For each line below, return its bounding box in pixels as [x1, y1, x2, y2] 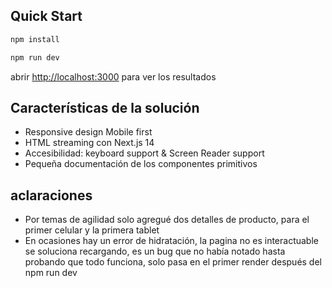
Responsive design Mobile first [24, 126, 153, 138]
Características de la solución [10, 99, 200, 116]
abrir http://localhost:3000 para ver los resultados [10, 70, 217, 83]
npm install [10, 34, 60, 44]
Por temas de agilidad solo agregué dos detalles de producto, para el [24, 214, 310, 226]
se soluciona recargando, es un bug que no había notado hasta [24, 245, 286, 258]
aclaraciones [10, 187, 93, 204]
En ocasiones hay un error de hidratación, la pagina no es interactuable [24, 235, 319, 247]
